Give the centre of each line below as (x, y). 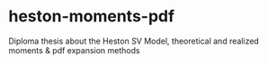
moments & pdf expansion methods (74, 50)
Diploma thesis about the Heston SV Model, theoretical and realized (134, 41)
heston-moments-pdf (92, 16)
